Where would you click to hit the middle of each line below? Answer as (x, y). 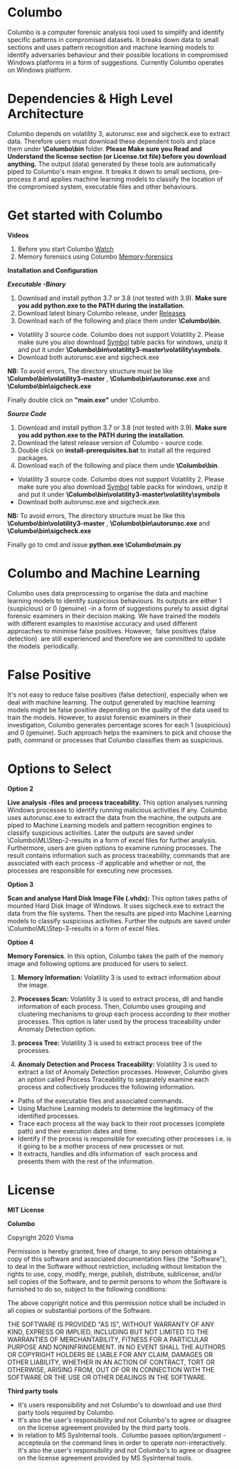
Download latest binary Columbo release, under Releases (102, 313)
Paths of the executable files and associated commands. (100, 1101)
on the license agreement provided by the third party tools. (104, 1427)
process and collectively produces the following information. (106, 1086)
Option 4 (21, 942)
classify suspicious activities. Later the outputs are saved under (101, 832)
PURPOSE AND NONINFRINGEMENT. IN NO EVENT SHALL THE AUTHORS (117, 1346)
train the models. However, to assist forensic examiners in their (100, 717)
